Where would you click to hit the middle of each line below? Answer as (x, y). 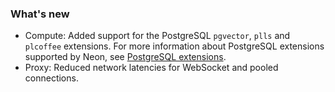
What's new (40, 14)
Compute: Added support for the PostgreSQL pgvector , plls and (157, 36)
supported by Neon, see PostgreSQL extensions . (125, 57)
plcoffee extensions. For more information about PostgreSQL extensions (174, 46)
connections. (51, 78)
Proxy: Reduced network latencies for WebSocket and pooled (151, 68)
